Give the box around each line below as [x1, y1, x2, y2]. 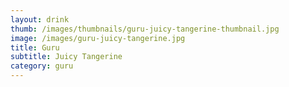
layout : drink [10, 14, 70, 25]
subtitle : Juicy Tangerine [10, 52, 123, 62]
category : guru [10, 61, 74, 71]
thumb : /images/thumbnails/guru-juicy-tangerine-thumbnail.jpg [10, 24, 280, 34]
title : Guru [10, 42, 60, 53]
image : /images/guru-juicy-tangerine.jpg [10, 33, 186, 43]
